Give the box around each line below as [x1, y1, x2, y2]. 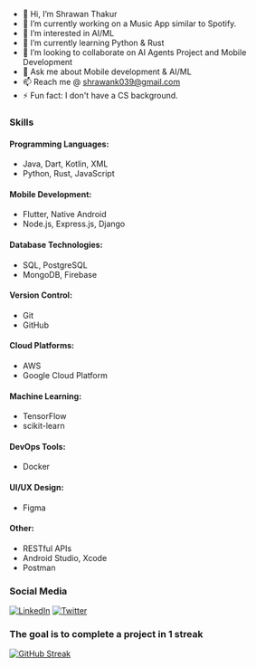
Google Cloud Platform [22, 369, 109, 380]
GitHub [22, 319, 50, 330]
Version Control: [9, 290, 73, 300]
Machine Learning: [9, 390, 82, 402]
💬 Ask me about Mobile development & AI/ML [22, 66, 192, 77]
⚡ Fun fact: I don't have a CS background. [22, 91, 178, 100]
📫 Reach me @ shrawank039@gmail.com [22, 77, 181, 87]
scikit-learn [22, 421, 65, 432]
